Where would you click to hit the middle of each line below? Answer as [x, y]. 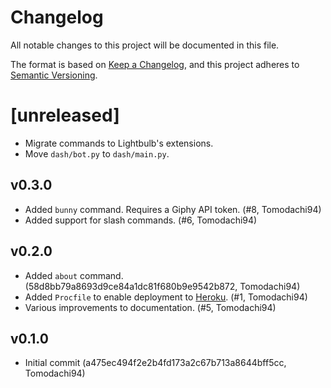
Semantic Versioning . [54, 75]
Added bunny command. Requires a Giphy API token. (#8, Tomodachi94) [173, 209]
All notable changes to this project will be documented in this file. [145, 45]
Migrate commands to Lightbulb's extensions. [119, 143]
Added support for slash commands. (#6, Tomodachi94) [141, 220]
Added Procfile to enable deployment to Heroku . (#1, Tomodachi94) [166, 297]
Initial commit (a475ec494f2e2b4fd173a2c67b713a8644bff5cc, [155, 363]
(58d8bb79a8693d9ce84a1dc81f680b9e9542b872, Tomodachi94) [162, 286]
